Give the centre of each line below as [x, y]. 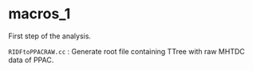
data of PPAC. [31, 60]
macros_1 [40, 14]
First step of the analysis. [50, 36]
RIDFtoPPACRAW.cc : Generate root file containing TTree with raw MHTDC [126, 51]
